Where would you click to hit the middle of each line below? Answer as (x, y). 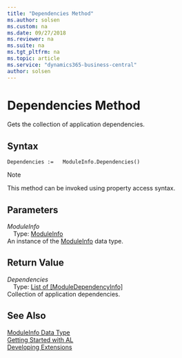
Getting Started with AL (40, 339)
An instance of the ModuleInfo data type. (65, 241)
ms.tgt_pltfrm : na (33, 52)
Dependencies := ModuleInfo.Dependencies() (73, 162)
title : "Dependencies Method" (51, 13)
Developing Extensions (40, 347)
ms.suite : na (26, 46)
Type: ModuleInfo (38, 234)
